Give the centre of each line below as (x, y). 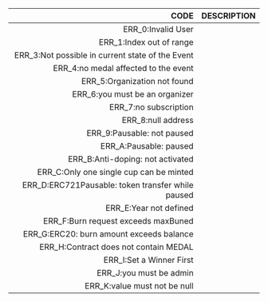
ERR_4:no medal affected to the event (123, 68)
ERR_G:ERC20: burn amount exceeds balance (108, 234)
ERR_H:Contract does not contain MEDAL (116, 247)
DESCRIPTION (229, 16)
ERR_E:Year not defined (149, 208)
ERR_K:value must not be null (139, 286)
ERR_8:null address (158, 120)
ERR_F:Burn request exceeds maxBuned (118, 221)
